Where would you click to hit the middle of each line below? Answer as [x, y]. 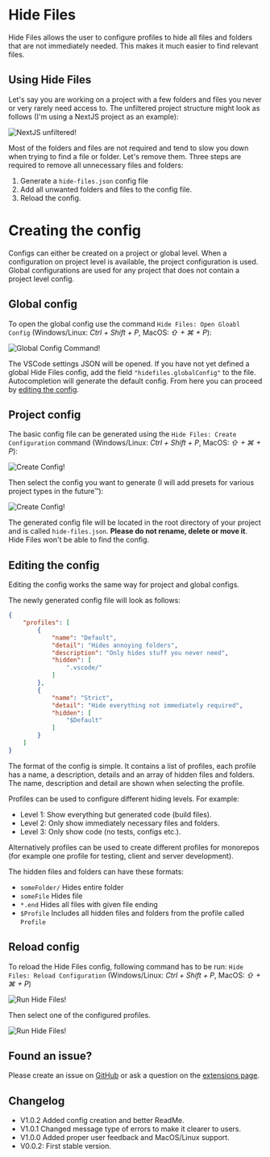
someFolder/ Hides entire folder [72, 887]
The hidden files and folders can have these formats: [96, 872]
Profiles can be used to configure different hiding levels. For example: [124, 799]
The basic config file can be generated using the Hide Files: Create [123, 434]
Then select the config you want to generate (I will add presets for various [131, 483]
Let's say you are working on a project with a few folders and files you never [135, 99]
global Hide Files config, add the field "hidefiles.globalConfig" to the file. [132, 372]
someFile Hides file [51, 896]
